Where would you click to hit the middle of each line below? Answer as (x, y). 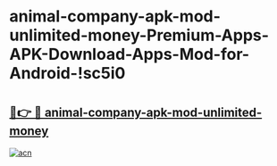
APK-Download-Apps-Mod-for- (130, 54)
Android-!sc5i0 (67, 74)
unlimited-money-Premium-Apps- (139, 35)
